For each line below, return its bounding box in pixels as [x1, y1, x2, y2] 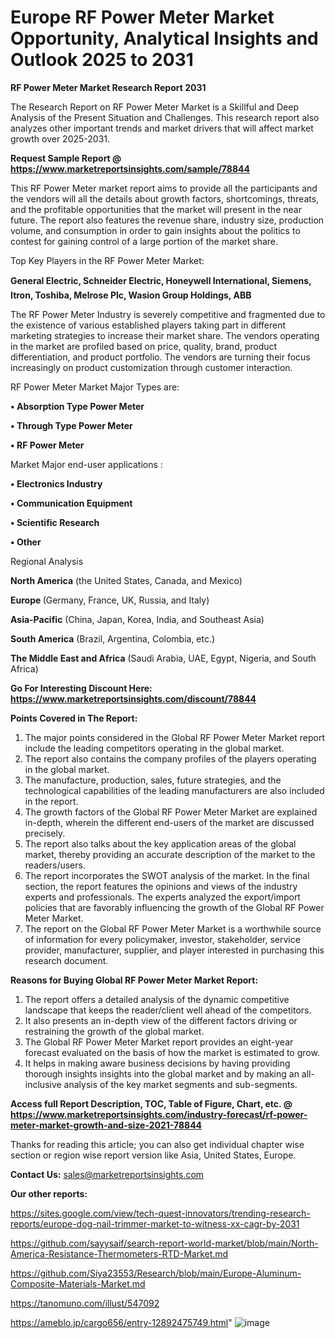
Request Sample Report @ [10, 152, 122, 164]
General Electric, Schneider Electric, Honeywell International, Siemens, [10, 274, 312, 286]
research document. [24, 954, 109, 966]
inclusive [24, 1078, 62, 1090]
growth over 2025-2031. [10, 132, 111, 145]
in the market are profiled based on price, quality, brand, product [10, 340, 278, 352]
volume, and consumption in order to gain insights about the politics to [10, 224, 301, 236]
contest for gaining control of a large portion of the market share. [10, 235, 279, 247]
